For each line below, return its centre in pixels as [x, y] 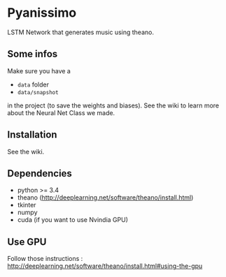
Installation [32, 135]
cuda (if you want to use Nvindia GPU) [72, 220]
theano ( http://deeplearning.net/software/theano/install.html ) [105, 197]
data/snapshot [38, 92]
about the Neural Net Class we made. [61, 112]
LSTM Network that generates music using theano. [80, 32]
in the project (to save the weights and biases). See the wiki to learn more [113, 105]
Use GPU [27, 242]
